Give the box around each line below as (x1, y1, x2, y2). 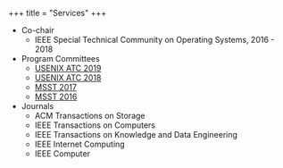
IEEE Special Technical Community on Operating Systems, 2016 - (34, 35, 275, 45)
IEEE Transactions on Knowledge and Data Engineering (34, 130, 238, 139)
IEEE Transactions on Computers (34, 120, 156, 130)
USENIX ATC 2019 (34, 63, 102, 73)
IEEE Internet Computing (34, 139, 126, 149)
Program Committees (21, 54, 100, 63)
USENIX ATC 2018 (34, 72, 102, 83)
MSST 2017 (34, 82, 78, 92)
